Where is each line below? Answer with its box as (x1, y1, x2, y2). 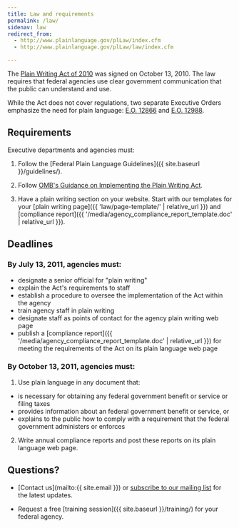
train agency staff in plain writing (17, 306, 115, 315)
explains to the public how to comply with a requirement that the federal (17, 415, 230, 423)
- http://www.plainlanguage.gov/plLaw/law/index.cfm (14, 44, 174, 51)
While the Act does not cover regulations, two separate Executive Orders (7, 98, 222, 107)
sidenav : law (7, 24, 46, 31)
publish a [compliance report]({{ (17, 329, 113, 337)
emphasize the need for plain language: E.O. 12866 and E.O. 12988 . (7, 106, 205, 114)
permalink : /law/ (7, 17, 59, 24)
